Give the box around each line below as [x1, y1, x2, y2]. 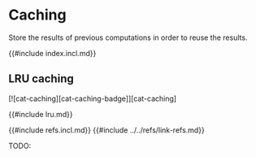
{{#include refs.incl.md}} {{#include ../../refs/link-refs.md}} [8, 124, 205, 135]
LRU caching [8, 72, 75, 86]
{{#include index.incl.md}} [8, 48, 97, 58]
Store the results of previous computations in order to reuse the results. [8, 33, 248, 42]
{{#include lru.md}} [8, 109, 73, 119]
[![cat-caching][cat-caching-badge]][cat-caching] [8, 94, 177, 103]
